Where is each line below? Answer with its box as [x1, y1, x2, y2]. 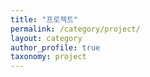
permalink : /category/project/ [10, 24, 141, 34]
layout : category [10, 33, 83, 43]
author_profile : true [10, 42, 101, 53]
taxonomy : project [10, 52, 87, 62]
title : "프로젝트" [10, 14, 79, 25]
